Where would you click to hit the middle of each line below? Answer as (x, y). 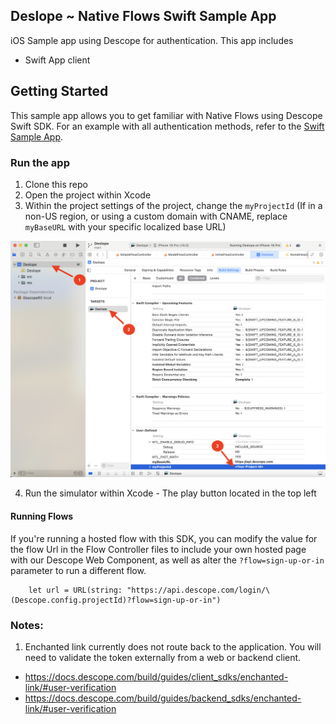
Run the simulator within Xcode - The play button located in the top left (170, 493)
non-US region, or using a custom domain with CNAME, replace (156, 216)
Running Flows (42, 516)
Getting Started (59, 91)
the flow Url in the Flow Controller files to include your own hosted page (158, 549)
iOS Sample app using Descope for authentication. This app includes (152, 40)
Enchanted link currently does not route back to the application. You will (173, 646)
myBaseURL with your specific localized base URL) (125, 226)
